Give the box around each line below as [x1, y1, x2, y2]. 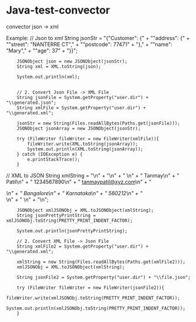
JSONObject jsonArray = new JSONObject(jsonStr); [16, 125, 141, 132]
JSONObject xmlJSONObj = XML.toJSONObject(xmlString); [16, 207, 154, 213]
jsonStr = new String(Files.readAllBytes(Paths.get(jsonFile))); [16, 120, 181, 126]
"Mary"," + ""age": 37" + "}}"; [6, 47, 78, 54]
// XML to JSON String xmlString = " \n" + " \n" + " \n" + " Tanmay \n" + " [6, 172, 180, 179]
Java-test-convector [6, 4, 110, 17]
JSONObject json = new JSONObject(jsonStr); [16, 58, 128, 64]
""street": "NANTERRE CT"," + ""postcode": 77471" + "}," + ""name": [6, 41, 172, 48]
